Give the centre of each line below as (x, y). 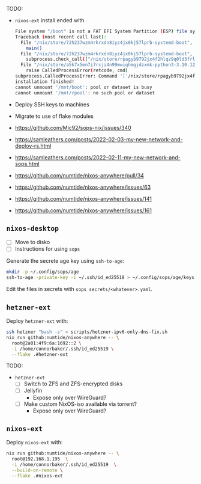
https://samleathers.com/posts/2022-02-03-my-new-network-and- (99, 139)
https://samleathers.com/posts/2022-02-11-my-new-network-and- (98, 157)
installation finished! (45, 81)
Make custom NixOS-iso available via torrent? (80, 404)
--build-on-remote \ (37, 470)
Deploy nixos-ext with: (34, 443)
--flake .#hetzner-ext (40, 354)
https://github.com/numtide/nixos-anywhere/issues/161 (83, 210)
